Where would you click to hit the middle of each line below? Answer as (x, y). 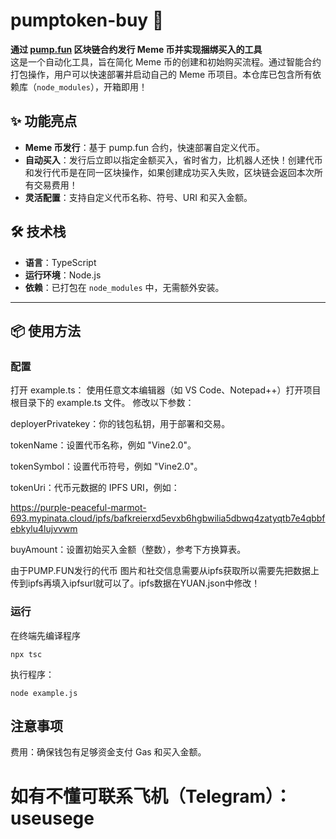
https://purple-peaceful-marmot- (78, 508)
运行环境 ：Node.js (63, 275)
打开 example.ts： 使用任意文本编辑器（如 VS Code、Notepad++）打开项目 (166, 390)
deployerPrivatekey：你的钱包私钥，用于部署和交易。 (120, 424)
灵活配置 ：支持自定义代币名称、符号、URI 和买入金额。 (138, 197)
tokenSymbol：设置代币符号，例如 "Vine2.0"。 (106, 466)
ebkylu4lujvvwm (44, 529)
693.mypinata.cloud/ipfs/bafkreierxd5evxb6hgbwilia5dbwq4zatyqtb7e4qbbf (168, 518)
